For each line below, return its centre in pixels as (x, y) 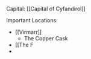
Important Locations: (32, 20)
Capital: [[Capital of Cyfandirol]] (46, 9)
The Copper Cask (46, 38)
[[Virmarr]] (28, 32)
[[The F (24, 45)
